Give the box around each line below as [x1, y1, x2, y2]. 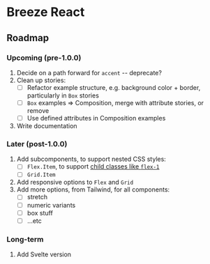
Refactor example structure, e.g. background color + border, [27, 83, 201, 91]
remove [27, 107, 50, 115]
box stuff [27, 208, 53, 217]
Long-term [6, 234, 44, 244]
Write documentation [16, 122, 77, 130]
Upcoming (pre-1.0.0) [6, 53, 82, 63]
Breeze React [6, 4, 85, 20]
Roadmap [6, 32, 50, 44]
